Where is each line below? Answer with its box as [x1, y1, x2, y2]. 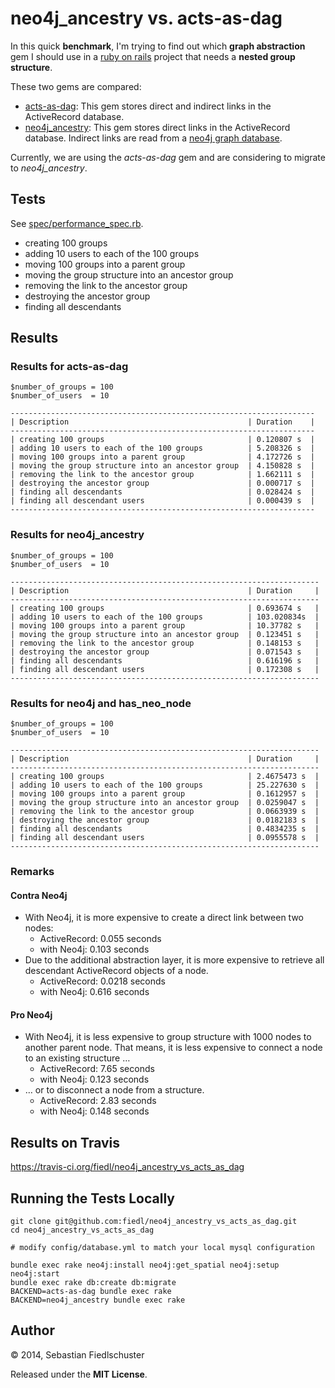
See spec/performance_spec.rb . [10, 217, 144, 229]
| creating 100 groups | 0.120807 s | [10, 435, 315, 445]
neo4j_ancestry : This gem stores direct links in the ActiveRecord [24, 121, 291, 133]
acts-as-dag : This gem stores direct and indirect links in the [24, 100, 272, 112]
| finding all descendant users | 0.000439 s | [10, 496, 315, 506]
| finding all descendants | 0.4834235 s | [10, 824, 320, 834]
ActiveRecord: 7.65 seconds [39, 1063, 155, 1075]
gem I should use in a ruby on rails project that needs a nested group [10, 50, 296, 62]
